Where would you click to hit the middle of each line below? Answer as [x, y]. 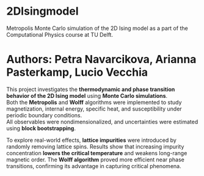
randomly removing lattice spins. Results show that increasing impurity [95, 146]
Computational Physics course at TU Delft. [60, 34]
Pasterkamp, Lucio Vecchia [77, 72]
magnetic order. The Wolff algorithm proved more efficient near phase [95, 159]
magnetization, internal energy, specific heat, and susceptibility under [94, 109]
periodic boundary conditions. [44, 115]
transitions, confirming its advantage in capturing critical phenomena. [94, 166]
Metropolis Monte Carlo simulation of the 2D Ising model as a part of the [97, 28]
